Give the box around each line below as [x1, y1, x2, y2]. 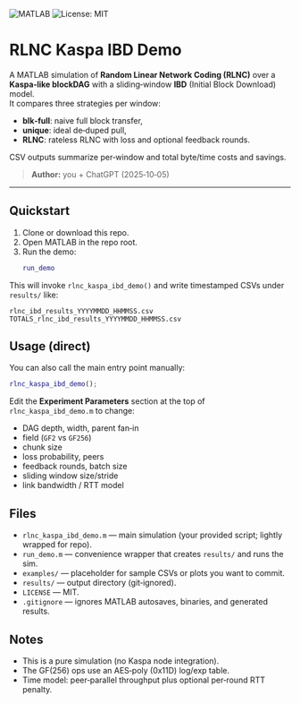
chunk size [21, 442, 62, 452]
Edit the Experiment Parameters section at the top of [9, 396, 205, 407]
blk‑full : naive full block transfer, [21, 115, 143, 125]
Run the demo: [21, 246, 77, 257]
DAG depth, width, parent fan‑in [21, 423, 139, 434]
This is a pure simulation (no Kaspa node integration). [21, 655, 220, 666]
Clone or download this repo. [21, 227, 129, 237]
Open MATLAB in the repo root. [21, 236, 138, 247]
